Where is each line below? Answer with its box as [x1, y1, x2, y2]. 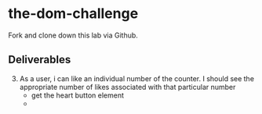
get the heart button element [31, 91, 124, 100]
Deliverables [8, 53, 71, 66]
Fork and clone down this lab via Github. [8, 30, 139, 40]
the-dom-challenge [8, 5, 139, 23]
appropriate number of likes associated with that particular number [19, 82, 236, 91]
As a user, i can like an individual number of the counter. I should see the [19, 73, 255, 83]
